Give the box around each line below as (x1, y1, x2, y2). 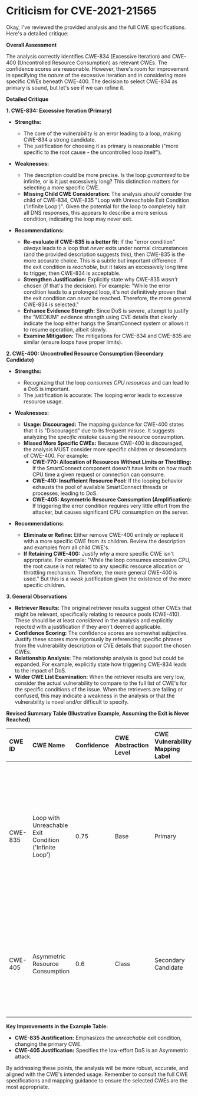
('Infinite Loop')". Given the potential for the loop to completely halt (23, 202, 186, 210)
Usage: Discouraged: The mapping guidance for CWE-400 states (23, 421, 184, 428)
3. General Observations (6, 593, 68, 600)
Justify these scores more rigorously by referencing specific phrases (14, 635, 183, 642)
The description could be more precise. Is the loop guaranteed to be (23, 171, 190, 178)
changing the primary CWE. (14, 1040, 82, 1048)
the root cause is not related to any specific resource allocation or (23, 562, 184, 570)
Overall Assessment (6, 41, 57, 48)
